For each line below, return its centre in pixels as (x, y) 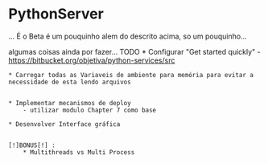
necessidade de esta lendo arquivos (70, 82)
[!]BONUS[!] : (32, 145)
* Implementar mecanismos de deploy (70, 103)
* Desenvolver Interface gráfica (64, 124)
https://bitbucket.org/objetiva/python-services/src (92, 60)
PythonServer (56, 14)
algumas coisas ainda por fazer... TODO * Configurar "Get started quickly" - (134, 51)
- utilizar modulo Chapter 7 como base (90, 110)
